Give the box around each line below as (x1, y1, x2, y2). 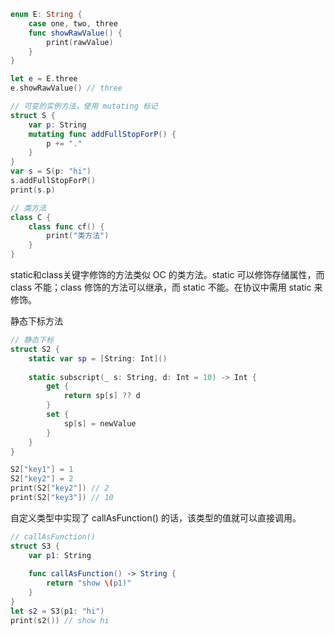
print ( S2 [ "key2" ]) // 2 (10, 483, 110, 494)
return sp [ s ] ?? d (63, 391, 141, 401)
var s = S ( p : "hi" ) (10, 166, 92, 177)
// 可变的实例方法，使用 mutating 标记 (10, 101, 158, 111)
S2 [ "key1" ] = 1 (10, 465, 74, 475)
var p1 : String (28, 550, 92, 560)
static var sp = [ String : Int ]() (28, 353, 168, 364)
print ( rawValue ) (46, 37, 114, 47)
